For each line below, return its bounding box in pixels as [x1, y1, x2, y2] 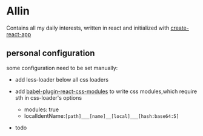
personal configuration [6, 48, 95, 59]
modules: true [24, 106, 59, 113]
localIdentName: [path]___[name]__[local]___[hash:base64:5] [24, 112, 179, 119]
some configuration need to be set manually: [6, 64, 118, 71]
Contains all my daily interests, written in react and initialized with [6, 24, 170, 31]
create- [170, 24, 189, 31]
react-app [6, 30, 32, 37]
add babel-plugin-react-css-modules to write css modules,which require [15, 88, 198, 95]
